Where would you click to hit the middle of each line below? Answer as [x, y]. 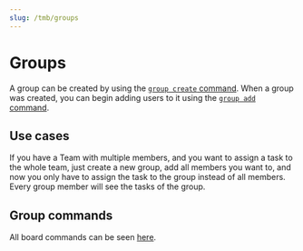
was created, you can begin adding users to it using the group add [132, 97]
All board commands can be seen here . [83, 237]
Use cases [39, 136]
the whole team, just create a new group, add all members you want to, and [151, 167]
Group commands [61, 215]
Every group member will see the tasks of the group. [108, 186]
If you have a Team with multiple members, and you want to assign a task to [151, 158]
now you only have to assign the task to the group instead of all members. [147, 177]
